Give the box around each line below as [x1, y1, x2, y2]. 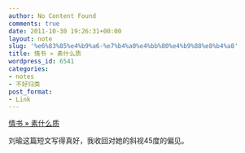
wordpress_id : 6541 [8, 58, 75, 66]
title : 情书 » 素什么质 [8, 50, 81, 58]
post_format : [8, 87, 53, 96]
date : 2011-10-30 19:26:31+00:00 [8, 27, 122, 35]
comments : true [8, 20, 60, 28]
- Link [8, 95, 31, 103]
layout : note [8, 34, 53, 43]
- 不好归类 [8, 80, 41, 88]
